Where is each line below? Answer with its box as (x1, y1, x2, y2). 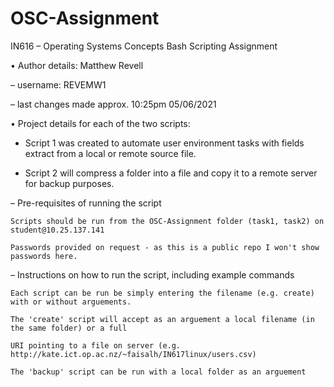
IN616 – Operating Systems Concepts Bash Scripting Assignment (10, 40, 278, 52)
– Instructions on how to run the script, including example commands (10, 268, 295, 281)
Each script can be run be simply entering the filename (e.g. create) (10, 288, 315, 298)
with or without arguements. (10, 297, 132, 307)
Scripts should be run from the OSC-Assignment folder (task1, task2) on (10, 216, 325, 226)
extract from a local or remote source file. (24, 147, 197, 159)
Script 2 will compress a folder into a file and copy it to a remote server (24, 167, 318, 179)
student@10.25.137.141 (10, 225, 105, 235)
